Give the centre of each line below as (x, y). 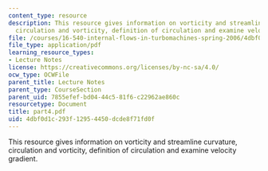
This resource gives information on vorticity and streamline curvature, (123, 142)
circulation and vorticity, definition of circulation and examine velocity (122, 150)
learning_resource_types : (51, 52)
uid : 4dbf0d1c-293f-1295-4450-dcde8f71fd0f (82, 119)
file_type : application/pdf (55, 45)
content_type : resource (48, 16)
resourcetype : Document (48, 104)
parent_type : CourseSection (55, 89)
